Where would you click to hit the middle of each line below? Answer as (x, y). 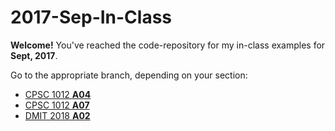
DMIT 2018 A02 (57, 115)
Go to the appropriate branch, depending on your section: (129, 75)
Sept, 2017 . (34, 55)
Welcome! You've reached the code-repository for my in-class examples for (168, 45)
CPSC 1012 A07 (57, 105)
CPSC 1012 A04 (58, 94)
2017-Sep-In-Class (91, 17)
